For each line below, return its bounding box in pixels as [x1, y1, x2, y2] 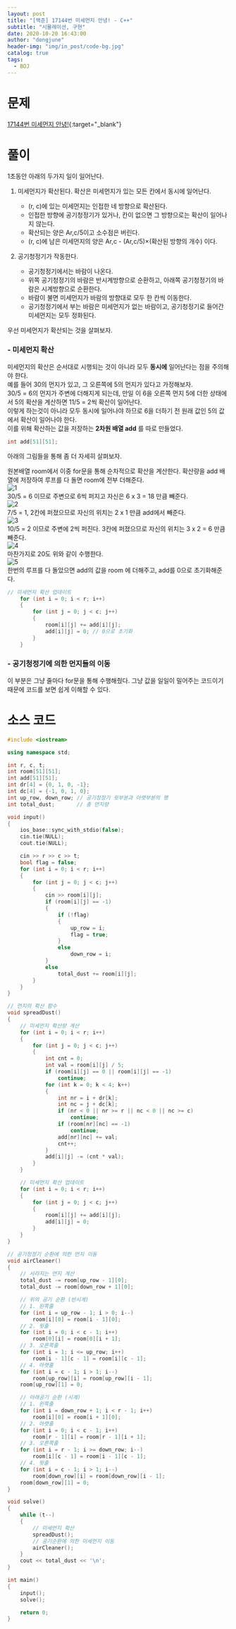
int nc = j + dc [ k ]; [57, 1101, 118, 1108]
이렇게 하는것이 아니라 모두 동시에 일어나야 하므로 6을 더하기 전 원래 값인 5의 [7, 406, 218, 415]
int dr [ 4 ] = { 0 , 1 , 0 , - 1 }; [7, 781, 90, 789]
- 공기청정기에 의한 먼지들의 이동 [7, 659, 111, 669]
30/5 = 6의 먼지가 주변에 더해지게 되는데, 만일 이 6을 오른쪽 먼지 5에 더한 [7, 389, 209, 397]
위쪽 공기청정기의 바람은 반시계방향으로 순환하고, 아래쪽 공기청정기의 [27, 275, 217, 284]
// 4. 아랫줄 [20, 1361, 54, 1368]
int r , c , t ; [7, 761, 46, 768]
